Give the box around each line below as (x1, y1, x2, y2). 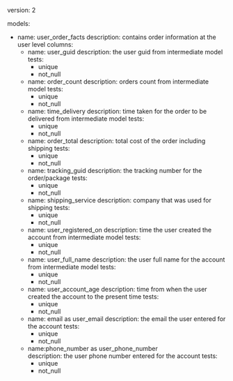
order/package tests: (27, 174, 88, 182)
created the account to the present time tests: (27, 292, 159, 301)
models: (7, 20, 31, 27)
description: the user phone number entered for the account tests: (27, 352, 218, 360)
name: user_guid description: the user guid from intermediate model (27, 48, 223, 56)
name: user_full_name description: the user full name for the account (27, 255, 225, 264)
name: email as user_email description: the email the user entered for (27, 315, 226, 323)
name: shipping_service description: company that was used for (27, 196, 212, 204)
